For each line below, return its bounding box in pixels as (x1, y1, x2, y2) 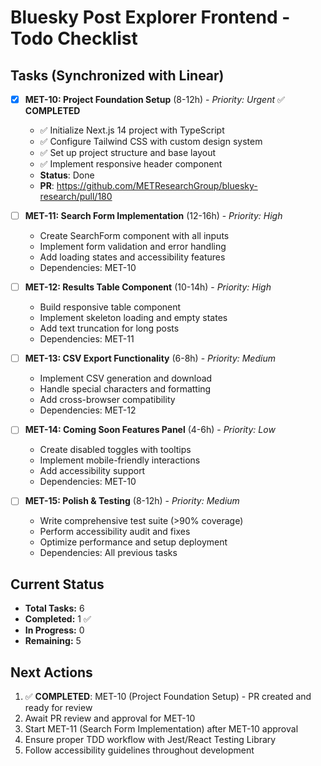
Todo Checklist (10, 27, 138, 50)
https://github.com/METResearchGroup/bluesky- (56, 180, 258, 192)
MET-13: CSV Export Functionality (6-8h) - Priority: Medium (24, 352, 276, 365)
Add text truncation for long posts (39, 322, 180, 335)
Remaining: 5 (24, 635, 82, 647)
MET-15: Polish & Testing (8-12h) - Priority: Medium (24, 495, 240, 507)
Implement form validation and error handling (39, 241, 227, 253)
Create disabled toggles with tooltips (39, 444, 192, 456)
